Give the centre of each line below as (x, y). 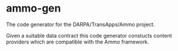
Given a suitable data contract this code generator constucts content (89, 35)
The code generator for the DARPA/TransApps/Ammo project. (81, 24)
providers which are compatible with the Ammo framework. (78, 42)
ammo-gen (34, 8)
